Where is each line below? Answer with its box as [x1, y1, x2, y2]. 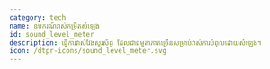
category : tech [9, 13, 67, 22]
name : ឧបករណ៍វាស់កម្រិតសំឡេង [9, 22, 101, 30]
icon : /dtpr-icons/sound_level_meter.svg [9, 47, 167, 56]
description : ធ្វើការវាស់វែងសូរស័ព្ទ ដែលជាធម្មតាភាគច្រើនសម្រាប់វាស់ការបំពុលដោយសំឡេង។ [9, 38, 262, 47]
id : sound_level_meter [9, 30, 94, 39]
